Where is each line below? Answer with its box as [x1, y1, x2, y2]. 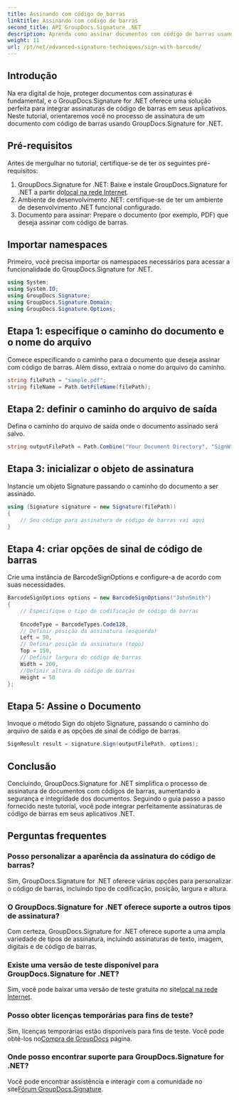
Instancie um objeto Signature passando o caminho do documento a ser [7, 482, 219, 490]
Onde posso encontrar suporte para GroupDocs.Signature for [7, 1052, 224, 1062]
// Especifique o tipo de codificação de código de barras [20, 607, 199, 615]
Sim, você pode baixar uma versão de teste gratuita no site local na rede [7, 985, 218, 994]
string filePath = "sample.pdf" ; [7, 376, 107, 384]
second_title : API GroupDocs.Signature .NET [7, 24, 142, 31]
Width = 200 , [20, 660, 59, 667]
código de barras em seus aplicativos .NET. [7, 809, 135, 818]
